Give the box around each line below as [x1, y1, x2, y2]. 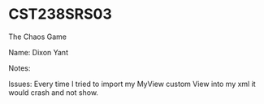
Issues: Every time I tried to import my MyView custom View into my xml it [8, 79, 256, 89]
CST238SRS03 [8, 5, 112, 24]
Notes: [8, 63, 31, 73]
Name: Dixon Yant [8, 47, 69, 57]
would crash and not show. [8, 87, 99, 97]
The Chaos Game [8, 32, 67, 41]
